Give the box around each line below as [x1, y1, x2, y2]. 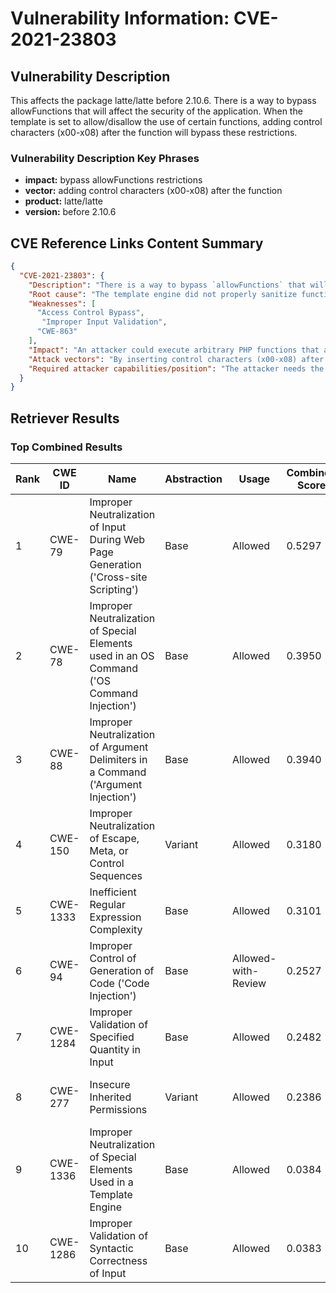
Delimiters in [89, 753, 148, 767]
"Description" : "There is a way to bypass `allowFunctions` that [28, 280, 307, 290]
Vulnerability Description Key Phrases [10, 151, 200, 165]
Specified [89, 1030, 135, 1044]
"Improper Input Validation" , [41, 317, 168, 327]
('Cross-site [89, 570, 148, 584]
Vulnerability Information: [10, 7, 230, 30]
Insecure [89, 1078, 131, 1092]
